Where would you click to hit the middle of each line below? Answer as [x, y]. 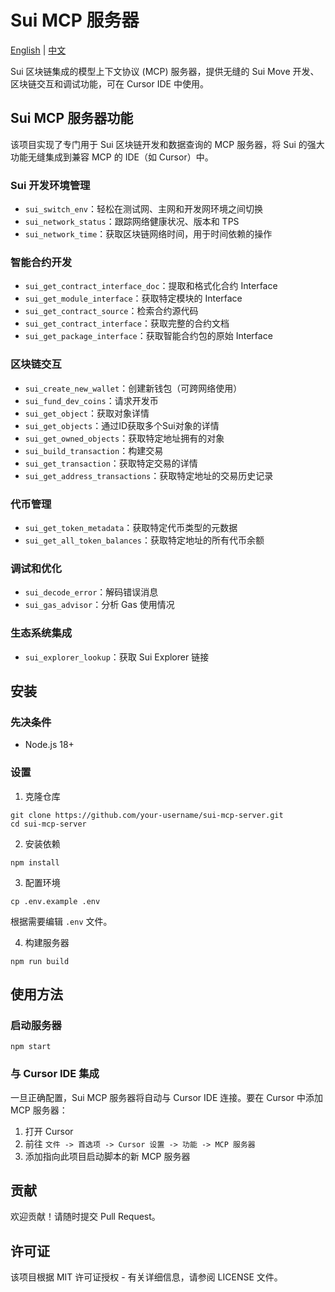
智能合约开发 [41, 262]
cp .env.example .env [55, 901]
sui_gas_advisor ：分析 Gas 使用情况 [99, 605]
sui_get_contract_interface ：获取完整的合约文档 [127, 323]
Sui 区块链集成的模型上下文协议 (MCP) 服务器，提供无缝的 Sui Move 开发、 [165, 71]
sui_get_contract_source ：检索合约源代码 [111, 311]
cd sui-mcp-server [48, 824]
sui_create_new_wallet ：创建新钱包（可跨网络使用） [133, 388]
